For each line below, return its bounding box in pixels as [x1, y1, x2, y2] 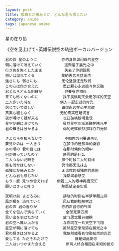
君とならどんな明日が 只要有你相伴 [5, 89, 87, 94]
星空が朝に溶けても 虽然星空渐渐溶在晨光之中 [5, 226, 108, 231]
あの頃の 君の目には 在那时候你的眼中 [5, 147, 93, 152]
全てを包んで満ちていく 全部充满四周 [5, 210, 88, 215]
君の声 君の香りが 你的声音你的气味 [5, 204, 92, 209]
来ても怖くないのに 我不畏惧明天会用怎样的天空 [5, 95, 111, 100]
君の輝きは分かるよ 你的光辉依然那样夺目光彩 [5, 126, 108, 132]
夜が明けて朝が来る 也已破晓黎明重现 [5, 116, 93, 121]
